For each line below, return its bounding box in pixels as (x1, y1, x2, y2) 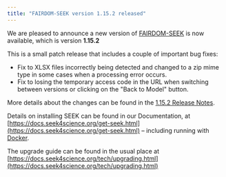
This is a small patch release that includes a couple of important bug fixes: (7, 50, 218, 58)
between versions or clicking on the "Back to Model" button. (17, 85, 189, 93)
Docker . (7, 134, 30, 142)
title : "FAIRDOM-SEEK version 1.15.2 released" (7, 10, 147, 17)
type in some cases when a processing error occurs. (17, 70, 167, 79)
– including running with (141, 126, 209, 134)
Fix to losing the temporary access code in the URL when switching (17, 77, 209, 86)
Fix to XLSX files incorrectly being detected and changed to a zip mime (17, 63, 219, 71)
